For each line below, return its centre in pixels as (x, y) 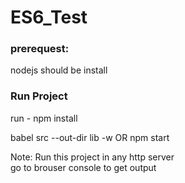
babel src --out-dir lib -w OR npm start (90, 137)
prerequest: (40, 49)
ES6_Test (49, 17)
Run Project (39, 96)
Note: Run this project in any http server (92, 157)
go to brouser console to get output (83, 167)
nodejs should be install (59, 70)
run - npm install (44, 118)
